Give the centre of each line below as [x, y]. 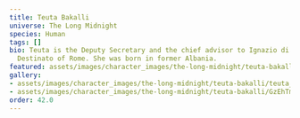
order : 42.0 [31, 100]
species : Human [37, 34]
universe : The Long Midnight [63, 26]
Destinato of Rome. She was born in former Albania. [117, 59]
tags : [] [25, 42]
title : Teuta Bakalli [50, 17]
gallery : [25, 75]
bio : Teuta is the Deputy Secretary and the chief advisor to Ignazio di [150, 51]
